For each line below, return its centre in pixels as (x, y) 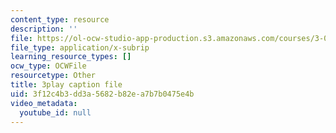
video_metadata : (44, 103)
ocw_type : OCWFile (48, 66)
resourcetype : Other (53, 76)
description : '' (44, 29)
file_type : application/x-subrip (80, 47)
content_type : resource (60, 19)
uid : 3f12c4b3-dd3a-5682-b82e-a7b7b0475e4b (102, 94)
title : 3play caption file (66, 85)
